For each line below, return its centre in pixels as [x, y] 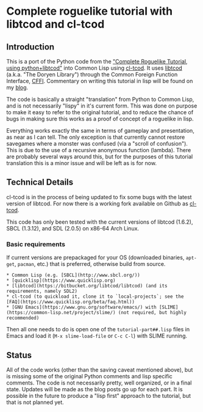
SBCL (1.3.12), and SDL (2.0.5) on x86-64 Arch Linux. [73, 228]
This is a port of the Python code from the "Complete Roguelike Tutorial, [97, 61]
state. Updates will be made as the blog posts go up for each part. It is [94, 389]
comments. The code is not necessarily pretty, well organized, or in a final [99, 383]
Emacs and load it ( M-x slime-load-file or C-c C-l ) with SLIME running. [97, 336]
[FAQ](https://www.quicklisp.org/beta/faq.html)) [71, 302]
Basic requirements [36, 244]
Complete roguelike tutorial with [90, 11]
